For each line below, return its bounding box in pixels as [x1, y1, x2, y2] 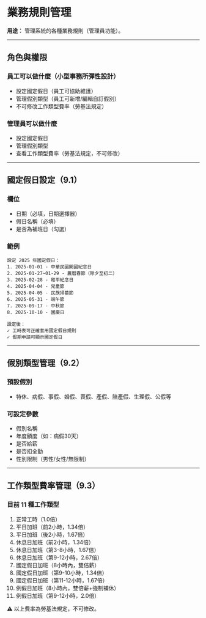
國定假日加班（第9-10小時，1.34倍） [15, 569, 108, 576]
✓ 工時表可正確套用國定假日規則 [7, 328, 76, 334]
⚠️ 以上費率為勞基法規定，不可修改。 [7, 605, 100, 612]
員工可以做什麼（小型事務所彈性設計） [7, 72, 120, 81]
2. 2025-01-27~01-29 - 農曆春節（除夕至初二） [7, 270, 118, 276]
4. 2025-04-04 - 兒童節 [7, 283, 65, 289]
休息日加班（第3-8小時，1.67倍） [15, 546, 100, 553]
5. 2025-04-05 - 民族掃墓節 [7, 290, 74, 296]
